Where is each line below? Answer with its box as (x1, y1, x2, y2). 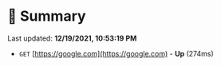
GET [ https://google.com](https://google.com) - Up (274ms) (18, 49, 215, 58)
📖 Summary (7, 7, 86, 25)
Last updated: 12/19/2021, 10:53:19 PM (7, 33, 137, 43)
